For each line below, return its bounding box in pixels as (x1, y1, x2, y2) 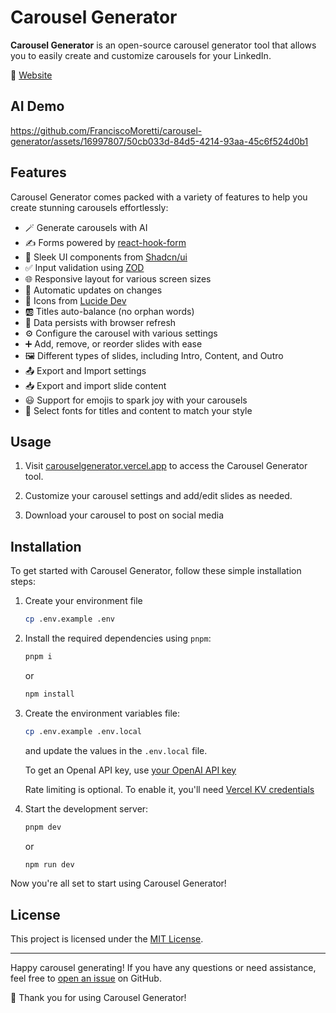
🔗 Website (10, 69, 53, 81)
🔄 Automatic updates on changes (24, 284, 163, 296)
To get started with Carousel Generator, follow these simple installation (10, 565, 302, 577)
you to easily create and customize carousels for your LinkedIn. (10, 49, 272, 61)
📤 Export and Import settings (24, 364, 147, 376)
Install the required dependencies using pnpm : (24, 632, 212, 645)
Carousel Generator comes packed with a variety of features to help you (10, 191, 308, 203)
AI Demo (10, 98, 65, 115)
